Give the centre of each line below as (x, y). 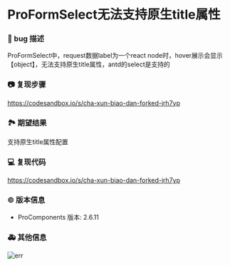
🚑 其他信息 (27, 237)
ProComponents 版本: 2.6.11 (58, 217)
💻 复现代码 (27, 162)
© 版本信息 (26, 200)
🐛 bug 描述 (26, 39)
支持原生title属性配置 (38, 142)
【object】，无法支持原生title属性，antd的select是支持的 (89, 64)
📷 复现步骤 (27, 85)
